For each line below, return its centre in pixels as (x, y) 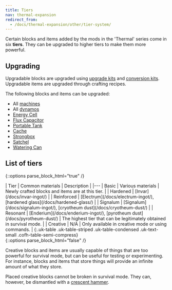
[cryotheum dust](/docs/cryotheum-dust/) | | (106, 207)
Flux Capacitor (28, 120)
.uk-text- (149, 229)
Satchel (21, 142)
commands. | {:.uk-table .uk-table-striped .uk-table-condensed (72, 229)
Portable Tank (27, 126)
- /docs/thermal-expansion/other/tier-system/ (61, 24)
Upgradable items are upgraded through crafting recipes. (66, 84)
